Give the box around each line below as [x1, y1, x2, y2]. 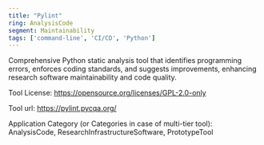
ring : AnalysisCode [8, 19, 74, 27]
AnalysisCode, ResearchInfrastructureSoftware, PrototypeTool [8, 127, 214, 137]
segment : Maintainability [8, 26, 94, 34]
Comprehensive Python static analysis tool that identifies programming [8, 56, 242, 65]
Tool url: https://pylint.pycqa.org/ [8, 104, 118, 113]
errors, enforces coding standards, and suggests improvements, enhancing [8, 65, 258, 74]
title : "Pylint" [8, 11, 62, 20]
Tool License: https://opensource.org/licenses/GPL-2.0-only [8, 88, 206, 98]
